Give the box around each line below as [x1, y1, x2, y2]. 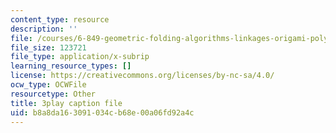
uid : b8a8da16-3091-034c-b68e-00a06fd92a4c [10, 107, 195, 118]
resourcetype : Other [10, 89, 97, 99]
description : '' [10, 24, 78, 34]
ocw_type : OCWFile [10, 80, 87, 90]
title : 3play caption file [10, 98, 123, 108]
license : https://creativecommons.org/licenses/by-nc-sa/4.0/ [10, 71, 275, 81]
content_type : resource [10, 14, 110, 25]
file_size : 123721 [10, 42, 87, 53]
